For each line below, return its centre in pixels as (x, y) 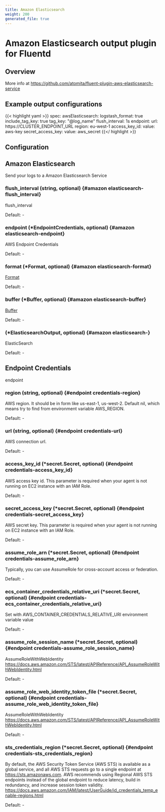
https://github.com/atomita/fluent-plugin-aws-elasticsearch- (92, 84)
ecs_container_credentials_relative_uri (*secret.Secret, (73, 592)
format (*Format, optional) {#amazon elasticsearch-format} (78, 266)
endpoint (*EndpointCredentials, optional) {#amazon (70, 228)
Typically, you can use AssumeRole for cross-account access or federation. (82, 569)
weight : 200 (17, 14)
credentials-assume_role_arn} (42, 558)
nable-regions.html (24, 796)
